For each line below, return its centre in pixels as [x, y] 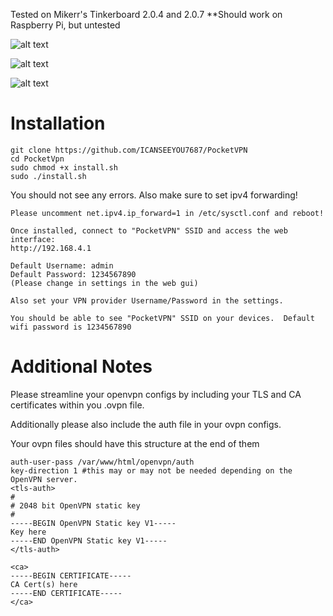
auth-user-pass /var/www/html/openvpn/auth [102, 462]
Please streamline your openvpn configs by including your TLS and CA [156, 394]
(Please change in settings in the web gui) [104, 283]
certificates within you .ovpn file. [77, 405]
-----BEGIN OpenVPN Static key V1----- [93, 523]
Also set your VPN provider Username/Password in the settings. [147, 300]
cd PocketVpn [37, 159]
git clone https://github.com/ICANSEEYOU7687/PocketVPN [129, 150]
